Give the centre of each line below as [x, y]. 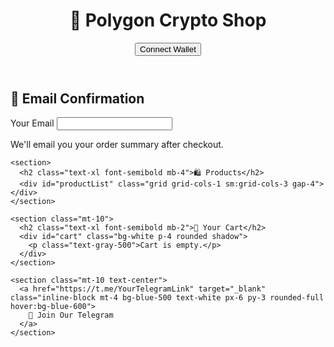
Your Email [32, 123]
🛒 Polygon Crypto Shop [168, 20]
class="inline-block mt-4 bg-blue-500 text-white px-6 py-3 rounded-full [167, 298]
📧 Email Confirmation [77, 98]
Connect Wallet [168, 49]
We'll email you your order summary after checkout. [117, 145]
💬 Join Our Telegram [71, 315]
